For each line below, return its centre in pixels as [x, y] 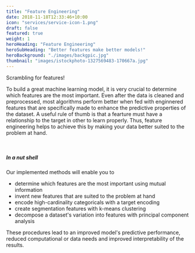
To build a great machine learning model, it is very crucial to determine [92, 89]
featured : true [25, 34]
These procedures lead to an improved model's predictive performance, [93, 232]
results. [15, 245]
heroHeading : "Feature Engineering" [51, 45]
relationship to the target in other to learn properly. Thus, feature [84, 120]
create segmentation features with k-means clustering [80, 209]
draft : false [22, 28]
